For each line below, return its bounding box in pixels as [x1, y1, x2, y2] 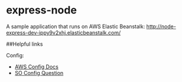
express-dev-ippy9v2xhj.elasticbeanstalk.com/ [6, 29, 121, 36]
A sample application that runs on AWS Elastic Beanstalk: [6, 23, 145, 30]
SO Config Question [14, 69, 64, 76]
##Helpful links [6, 40, 43, 47]
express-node [6, 4, 77, 17]
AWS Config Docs [14, 63, 59, 70]
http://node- [146, 23, 176, 30]
